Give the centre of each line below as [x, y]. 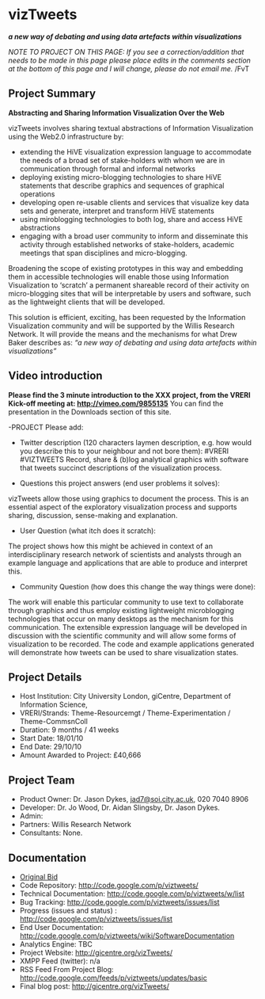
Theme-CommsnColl [54, 722]
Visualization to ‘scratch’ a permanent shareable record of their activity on [129, 285]
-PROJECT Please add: [46, 427]
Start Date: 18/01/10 [51, 738]
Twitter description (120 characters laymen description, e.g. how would [135, 442]
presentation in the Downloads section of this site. [90, 412]
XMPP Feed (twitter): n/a [60, 961]
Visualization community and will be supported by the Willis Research [121, 326]
